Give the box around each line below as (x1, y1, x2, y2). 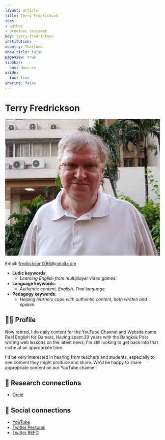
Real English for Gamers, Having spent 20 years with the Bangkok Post (5, 334, 148, 340)
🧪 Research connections (5, 378, 82, 387)
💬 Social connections (5, 406, 71, 414)
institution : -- (5, 39, 38, 44)
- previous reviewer (5, 29, 48, 34)
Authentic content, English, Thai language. (19, 286, 107, 292)
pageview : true (5, 55, 36, 60)
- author (5, 24, 23, 29)
